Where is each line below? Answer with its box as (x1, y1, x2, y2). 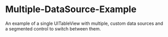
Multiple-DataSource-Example (5, 4, 137, 15)
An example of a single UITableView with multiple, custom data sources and (5, 20, 163, 26)
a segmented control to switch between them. (5, 25, 101, 31)
